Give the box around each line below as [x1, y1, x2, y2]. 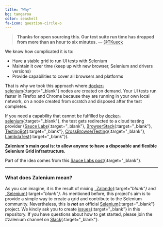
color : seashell [5, 16, 38, 21]
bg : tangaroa [5, 12, 32, 17]
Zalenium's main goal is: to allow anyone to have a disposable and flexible [5, 143, 157, 149]
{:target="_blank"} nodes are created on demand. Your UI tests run [23, 88, 157, 94]
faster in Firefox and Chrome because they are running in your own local [5, 93, 150, 99]
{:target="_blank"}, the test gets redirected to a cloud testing [23, 118, 145, 124]
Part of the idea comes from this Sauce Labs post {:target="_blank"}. [5, 157, 142, 163]
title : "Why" [5, 7, 32, 12]
